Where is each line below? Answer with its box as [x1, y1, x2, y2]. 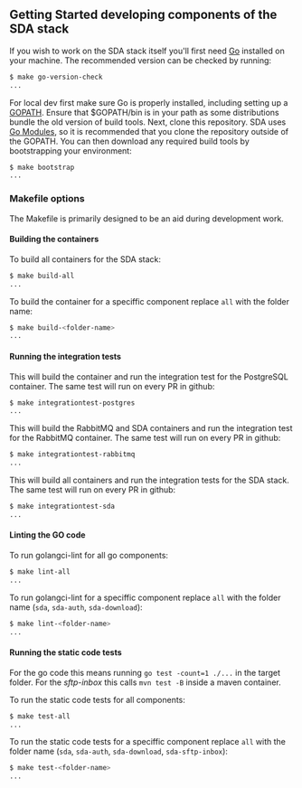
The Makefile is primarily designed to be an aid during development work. [9, 212, 285, 224]
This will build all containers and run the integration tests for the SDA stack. [9, 474, 289, 486]
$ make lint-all [9, 567, 71, 577]
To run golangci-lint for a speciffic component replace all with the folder [9, 592, 281, 603]
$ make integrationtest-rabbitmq [9, 450, 136, 459]
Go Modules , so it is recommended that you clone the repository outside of [9, 126, 289, 136]
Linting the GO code [9, 530, 86, 540]
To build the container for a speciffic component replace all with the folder [9, 295, 289, 306]
